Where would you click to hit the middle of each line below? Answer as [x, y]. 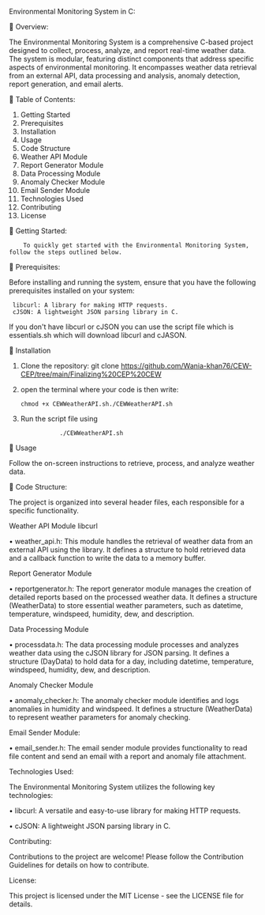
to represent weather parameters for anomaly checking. [100, 717]
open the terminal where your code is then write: [99, 389]
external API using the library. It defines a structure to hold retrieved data [127, 550]
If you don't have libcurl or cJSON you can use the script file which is [121, 327]
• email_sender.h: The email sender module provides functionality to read [128, 748]
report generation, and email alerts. [66, 84]
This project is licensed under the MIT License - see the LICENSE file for [126, 896]
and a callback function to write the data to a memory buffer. [107, 558]
